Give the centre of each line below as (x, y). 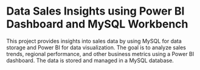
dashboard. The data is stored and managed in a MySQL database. (90, 60)
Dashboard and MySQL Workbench (97, 24)
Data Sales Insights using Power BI (95, 11)
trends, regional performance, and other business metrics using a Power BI (100, 54)
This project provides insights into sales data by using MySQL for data (94, 41)
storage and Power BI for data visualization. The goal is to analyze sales (96, 47)
